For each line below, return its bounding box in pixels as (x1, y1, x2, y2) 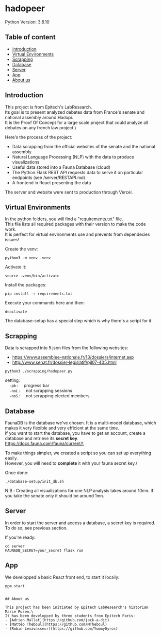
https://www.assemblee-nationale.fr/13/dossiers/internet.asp (12, 354, 134, 360)
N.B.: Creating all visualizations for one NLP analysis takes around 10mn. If (5, 488, 154, 494)
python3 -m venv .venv (5, 256, 51, 261)
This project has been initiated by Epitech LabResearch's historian (5, 605, 149, 610)
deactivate (5, 309, 27, 314)
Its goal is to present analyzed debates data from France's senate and (5, 109, 145, 115)
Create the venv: (5, 246, 38, 252)
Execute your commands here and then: (5, 300, 85, 306)
